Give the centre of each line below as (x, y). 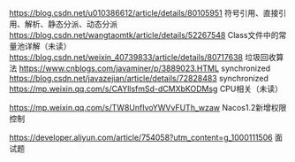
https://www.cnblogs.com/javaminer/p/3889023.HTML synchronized (145, 68)
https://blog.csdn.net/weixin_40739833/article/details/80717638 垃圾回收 (143, 57)
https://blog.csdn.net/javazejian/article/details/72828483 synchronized (139, 78)
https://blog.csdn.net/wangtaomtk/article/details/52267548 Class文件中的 (144, 35)
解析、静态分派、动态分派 (71, 24)
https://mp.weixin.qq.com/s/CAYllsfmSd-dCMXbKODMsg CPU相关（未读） (146, 89)
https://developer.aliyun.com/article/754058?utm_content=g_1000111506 (141, 137)
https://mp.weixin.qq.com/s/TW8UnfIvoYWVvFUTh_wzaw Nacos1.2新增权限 (148, 108)
